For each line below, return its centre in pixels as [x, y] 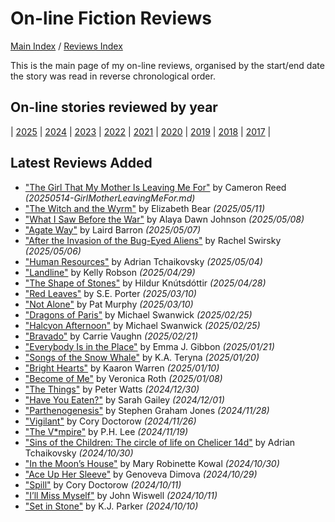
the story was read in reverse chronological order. [113, 76]
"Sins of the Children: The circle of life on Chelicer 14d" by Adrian [160, 442]
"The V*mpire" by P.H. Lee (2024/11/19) [106, 431]
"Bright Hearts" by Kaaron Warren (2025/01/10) [122, 368]
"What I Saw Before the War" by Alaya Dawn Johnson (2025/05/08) [164, 219]
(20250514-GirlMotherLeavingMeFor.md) [110, 198]
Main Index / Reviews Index [66, 46]
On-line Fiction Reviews [111, 18]
